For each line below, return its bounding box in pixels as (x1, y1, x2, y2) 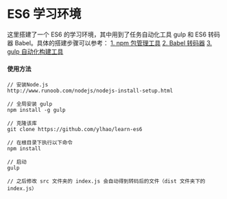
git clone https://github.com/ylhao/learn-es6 (7, 126, 143, 133)
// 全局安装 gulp (7, 101, 53, 108)
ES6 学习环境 (7, 6, 82, 22)
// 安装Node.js (7, 82, 49, 89)
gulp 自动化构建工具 (7, 47, 64, 56)
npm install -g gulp (7, 107, 67, 114)
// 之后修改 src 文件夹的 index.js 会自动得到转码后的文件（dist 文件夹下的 (7, 178, 206, 185)
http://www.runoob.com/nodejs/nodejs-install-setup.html (7, 87, 174, 95)
